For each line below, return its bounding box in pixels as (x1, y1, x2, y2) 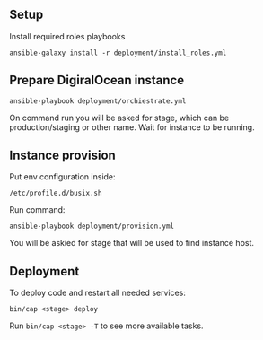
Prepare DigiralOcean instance (9, 73, 185, 88)
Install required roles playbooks (9, 31, 126, 41)
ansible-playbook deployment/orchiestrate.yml (9, 96, 187, 106)
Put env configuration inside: (9, 171, 116, 182)
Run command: (9, 205, 66, 215)
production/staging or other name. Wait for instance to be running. (9, 121, 255, 133)
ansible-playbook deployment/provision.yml (9, 222, 175, 231)
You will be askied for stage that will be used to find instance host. (9, 238, 254, 248)
